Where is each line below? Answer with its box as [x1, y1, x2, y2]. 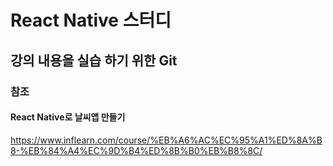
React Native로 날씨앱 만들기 [10, 111, 126, 123]
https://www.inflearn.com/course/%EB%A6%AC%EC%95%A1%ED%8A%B [10, 134, 323, 146]
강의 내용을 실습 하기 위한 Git [10, 52, 178, 69]
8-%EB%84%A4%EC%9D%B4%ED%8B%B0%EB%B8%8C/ [10, 144, 263, 156]
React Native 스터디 [10, 9, 172, 32]
